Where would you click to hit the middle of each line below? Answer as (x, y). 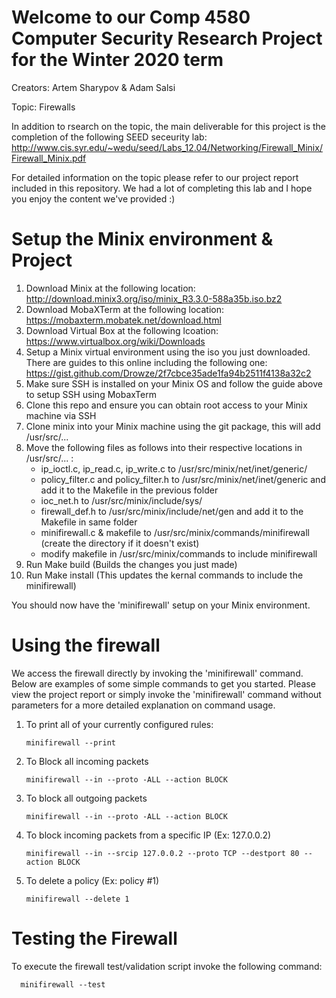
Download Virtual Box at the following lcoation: (122, 330)
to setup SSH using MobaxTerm (91, 394)
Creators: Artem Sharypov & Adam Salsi (93, 87)
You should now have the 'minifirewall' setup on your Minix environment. (161, 605)
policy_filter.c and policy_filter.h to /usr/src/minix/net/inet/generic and (183, 479)
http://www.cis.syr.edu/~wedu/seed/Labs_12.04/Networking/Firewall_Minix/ (167, 147)
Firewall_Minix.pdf (49, 158)
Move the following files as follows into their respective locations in (164, 447)
